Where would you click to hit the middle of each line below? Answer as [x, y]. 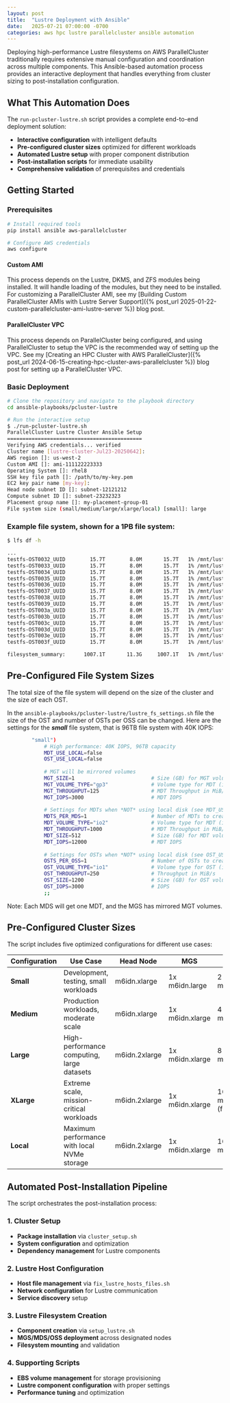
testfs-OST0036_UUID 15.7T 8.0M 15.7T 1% [101, 585]
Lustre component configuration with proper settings [93, 1385]
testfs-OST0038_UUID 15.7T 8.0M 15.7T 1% [101, 598]
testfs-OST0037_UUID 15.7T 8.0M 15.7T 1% [101, 591]
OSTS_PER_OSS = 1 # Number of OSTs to [127, 861]
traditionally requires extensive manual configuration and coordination [106, 60]
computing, [82, 1054]
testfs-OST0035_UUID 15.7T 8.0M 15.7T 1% [101, 579]
